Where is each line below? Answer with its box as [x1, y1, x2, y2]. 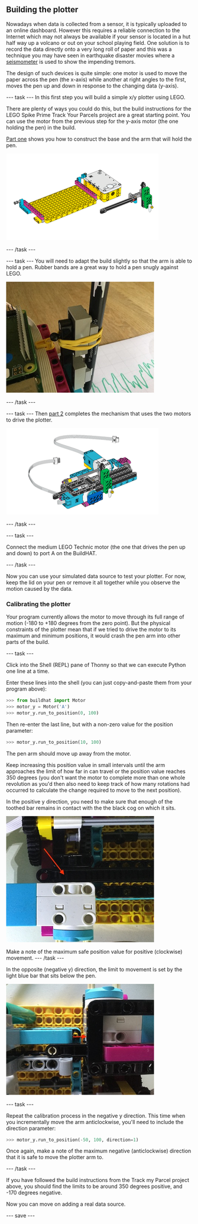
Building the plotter [6, 5, 79, 15]
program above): [6, 685, 47, 692]
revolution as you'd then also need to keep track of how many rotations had [6, 780, 190, 787]
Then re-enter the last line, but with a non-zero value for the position [6, 721, 173, 728]
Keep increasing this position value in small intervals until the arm [6, 761, 165, 768]
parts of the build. [6, 639, 50, 646]
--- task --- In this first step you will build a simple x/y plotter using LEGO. [6, 93, 186, 101]
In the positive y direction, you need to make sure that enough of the [6, 798, 173, 805]
